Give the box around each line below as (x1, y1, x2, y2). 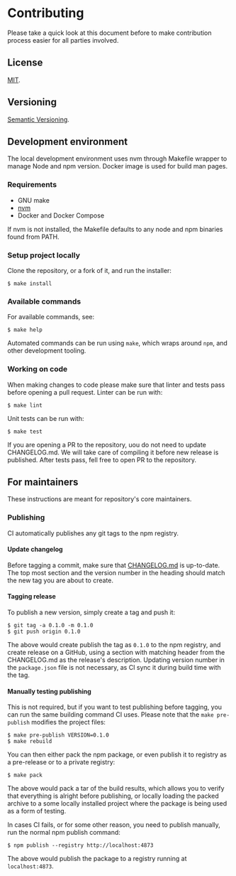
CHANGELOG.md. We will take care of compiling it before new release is (7, 448, 219, 456)
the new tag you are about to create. (7, 576, 114, 584)
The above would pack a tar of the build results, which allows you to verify (7, 784, 225, 793)
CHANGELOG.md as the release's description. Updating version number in (7, 656, 225, 664)
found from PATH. (7, 233, 60, 241)
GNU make (17, 196, 50, 204)
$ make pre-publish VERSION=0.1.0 (7, 732, 110, 739)
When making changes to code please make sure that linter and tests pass (7, 380, 225, 389)
